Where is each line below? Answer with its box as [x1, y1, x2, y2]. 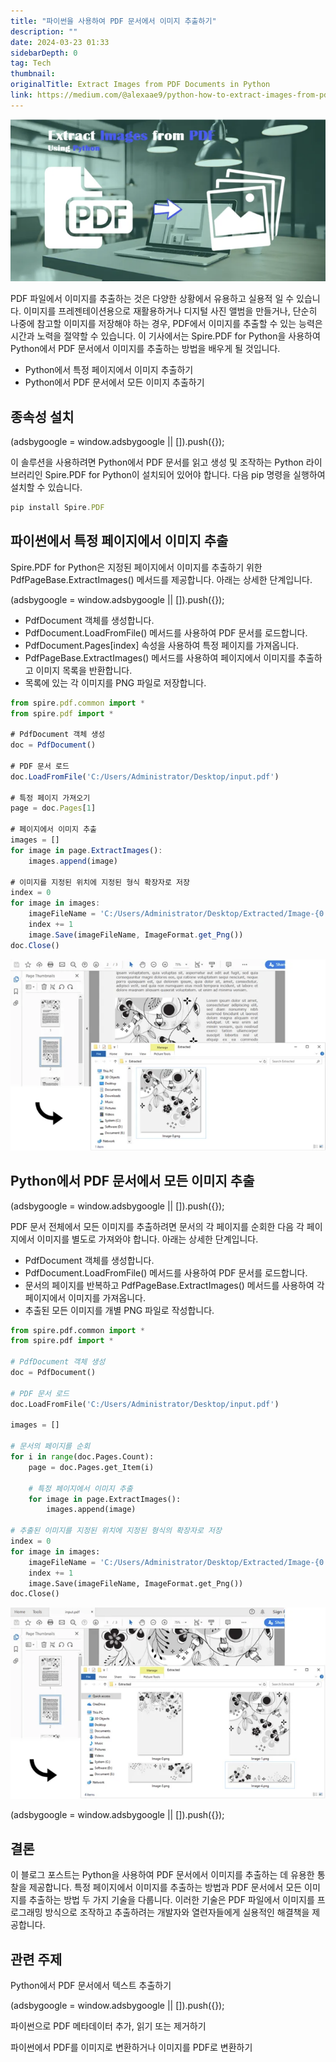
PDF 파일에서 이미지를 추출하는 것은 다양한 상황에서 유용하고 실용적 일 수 [10, 293, 295, 305]
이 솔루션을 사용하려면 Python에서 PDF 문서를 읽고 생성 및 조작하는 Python [10, 456, 304, 468]
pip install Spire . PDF [10, 502, 105, 512]
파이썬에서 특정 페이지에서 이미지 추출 [10, 533, 229, 550]
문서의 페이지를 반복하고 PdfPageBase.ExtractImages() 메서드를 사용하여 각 [24, 1279, 325, 1291]
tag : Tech [10, 58, 52, 69]
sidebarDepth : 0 [10, 48, 78, 58]
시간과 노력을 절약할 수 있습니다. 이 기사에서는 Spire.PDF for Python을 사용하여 [10, 330, 321, 342]
